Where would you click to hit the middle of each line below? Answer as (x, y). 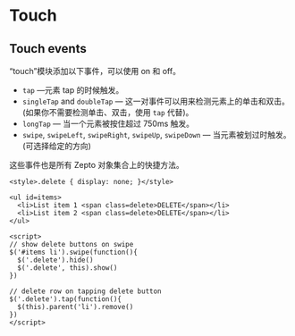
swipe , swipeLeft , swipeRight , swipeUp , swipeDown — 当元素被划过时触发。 (156, 134)
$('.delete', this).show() (67, 268)
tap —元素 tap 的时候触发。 (73, 90)
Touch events (48, 49)
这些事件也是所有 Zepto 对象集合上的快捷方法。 (97, 165)
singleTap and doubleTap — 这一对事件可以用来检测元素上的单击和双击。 (156, 101)
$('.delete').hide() (55, 260)
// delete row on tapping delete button (86, 291)
